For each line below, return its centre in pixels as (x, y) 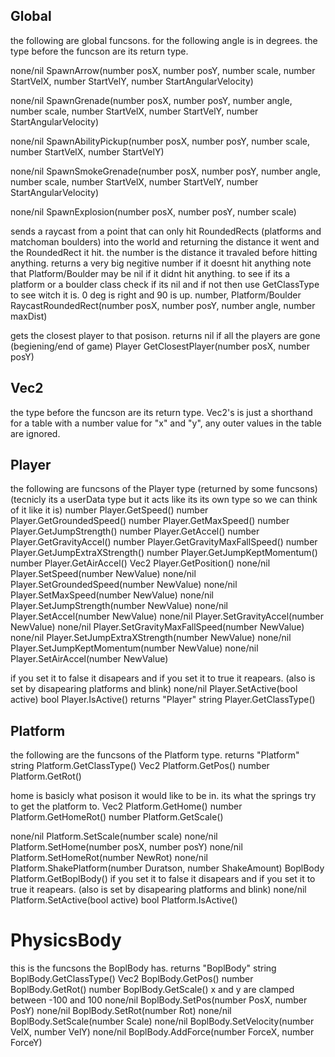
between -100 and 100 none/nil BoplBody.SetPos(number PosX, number (159, 1000)
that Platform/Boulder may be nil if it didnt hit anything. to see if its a (150, 273)
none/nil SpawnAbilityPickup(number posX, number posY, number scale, (160, 141)
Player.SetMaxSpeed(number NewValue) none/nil (112, 595)
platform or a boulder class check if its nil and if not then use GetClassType (165, 284)
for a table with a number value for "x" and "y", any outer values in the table (166, 423)
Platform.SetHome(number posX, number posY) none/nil (126, 847)
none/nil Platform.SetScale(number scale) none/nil (114, 836)
